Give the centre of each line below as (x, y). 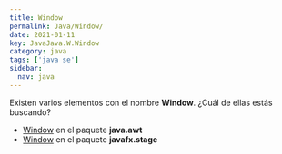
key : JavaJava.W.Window (55, 43)
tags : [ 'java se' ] (44, 60)
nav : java (36, 77)
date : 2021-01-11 (42, 34)
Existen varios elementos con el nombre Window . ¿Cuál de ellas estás (141, 102)
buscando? (30, 112)
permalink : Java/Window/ (56, 26)
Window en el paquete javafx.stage (90, 139)
